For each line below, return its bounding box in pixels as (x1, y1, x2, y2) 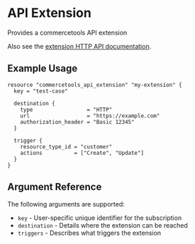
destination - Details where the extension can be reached (17, 221, 188, 229)
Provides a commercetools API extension (7, 28, 128, 37)
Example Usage (7, 62, 78, 75)
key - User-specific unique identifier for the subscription (17, 214, 182, 222)
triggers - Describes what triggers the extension (17, 228, 162, 237)
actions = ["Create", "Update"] (20, 149, 144, 156)
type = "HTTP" (20, 106, 113, 113)
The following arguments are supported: (7, 199, 126, 208)
